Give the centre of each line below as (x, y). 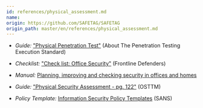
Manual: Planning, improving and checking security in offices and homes (106, 75)
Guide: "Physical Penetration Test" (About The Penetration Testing (98, 46)
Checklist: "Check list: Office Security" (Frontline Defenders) (90, 64)
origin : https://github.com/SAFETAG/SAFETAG (63, 23)
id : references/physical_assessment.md (56, 12)
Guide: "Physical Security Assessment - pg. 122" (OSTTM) (88, 87)
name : (13, 17)
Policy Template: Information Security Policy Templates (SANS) (94, 98)
